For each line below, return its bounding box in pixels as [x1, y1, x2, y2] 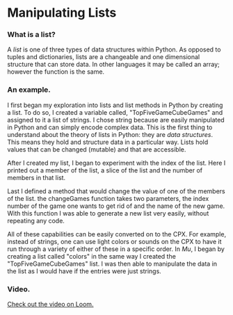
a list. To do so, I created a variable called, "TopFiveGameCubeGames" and [7, 108, 223, 116]
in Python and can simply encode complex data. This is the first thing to [7, 123, 213, 131]
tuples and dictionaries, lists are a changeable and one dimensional [7, 53, 200, 61]
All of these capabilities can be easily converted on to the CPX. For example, [7, 229, 227, 238]
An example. [7, 85, 51, 95]
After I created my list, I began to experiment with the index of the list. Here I [7, 159, 226, 167]
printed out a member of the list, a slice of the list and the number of [7, 165, 203, 175]
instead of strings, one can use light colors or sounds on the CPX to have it [7, 237, 222, 245]
